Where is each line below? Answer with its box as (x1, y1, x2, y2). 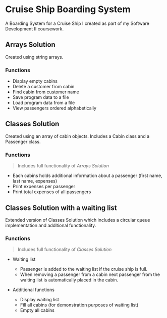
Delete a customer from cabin (12, 84, 75, 90)
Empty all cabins (20, 307, 54, 313)
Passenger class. (5, 138, 41, 145)
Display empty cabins (12, 78, 58, 84)
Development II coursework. (5, 25, 64, 31)
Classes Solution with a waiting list (5, 203, 117, 212)
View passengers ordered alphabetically (12, 105, 97, 111)
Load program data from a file (12, 100, 75, 106)
